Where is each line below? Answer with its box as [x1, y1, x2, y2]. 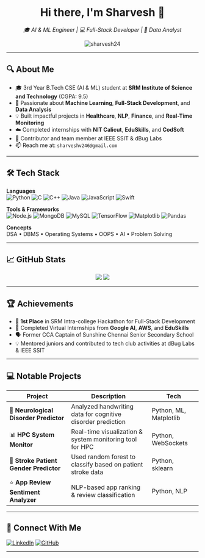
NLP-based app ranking [71, 483, 141, 492]
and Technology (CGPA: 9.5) [15, 93, 88, 100]
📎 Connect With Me [6, 523, 82, 533]
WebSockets [151, 439, 188, 447]
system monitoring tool [71, 435, 137, 443]
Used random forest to [71, 452, 136, 461]
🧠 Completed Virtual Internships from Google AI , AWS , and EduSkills [15, 324, 189, 332]
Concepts [6, 224, 32, 231]
